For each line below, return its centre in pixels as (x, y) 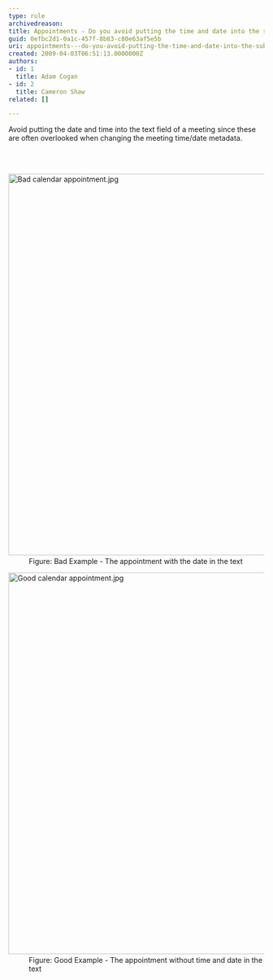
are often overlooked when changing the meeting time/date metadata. (126, 138)
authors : (23, 62)
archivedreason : (36, 24)
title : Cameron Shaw (50, 92)
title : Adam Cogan (47, 77)
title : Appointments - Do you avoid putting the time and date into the (134, 31)
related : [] (28, 99)
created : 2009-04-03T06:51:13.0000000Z (76, 54)
